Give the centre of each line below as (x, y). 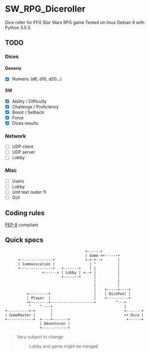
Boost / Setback (28, 112)
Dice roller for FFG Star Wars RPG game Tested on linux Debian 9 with (75, 22)
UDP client (22, 147)
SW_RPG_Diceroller (45, 9)
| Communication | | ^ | (69, 264)
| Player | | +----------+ (79, 298)
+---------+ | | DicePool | (79, 294)
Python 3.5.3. (18, 27)
